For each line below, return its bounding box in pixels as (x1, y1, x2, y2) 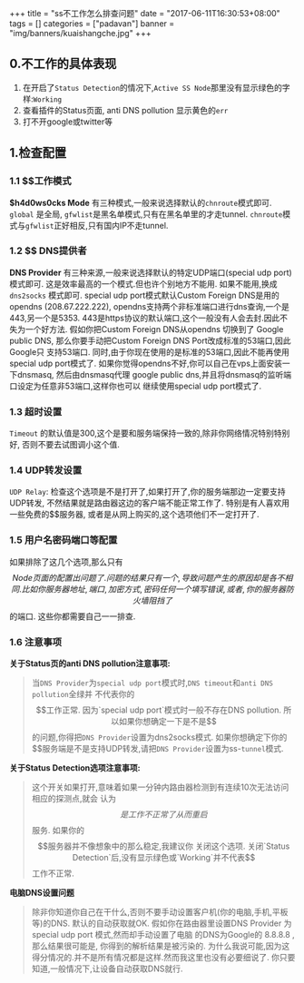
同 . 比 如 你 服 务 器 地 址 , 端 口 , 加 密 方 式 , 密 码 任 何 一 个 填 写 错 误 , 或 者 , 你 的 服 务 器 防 (11, 584, 294, 595)
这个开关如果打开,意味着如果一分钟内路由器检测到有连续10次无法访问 (31, 781, 289, 792)
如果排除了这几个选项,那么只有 (9, 556, 124, 567)
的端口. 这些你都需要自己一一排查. (9, 611, 136, 622)
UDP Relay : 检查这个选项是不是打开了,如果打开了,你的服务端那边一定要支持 (9, 487, 286, 497)
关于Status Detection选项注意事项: (9, 762, 141, 773)
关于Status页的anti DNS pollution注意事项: (9, 657, 171, 669)
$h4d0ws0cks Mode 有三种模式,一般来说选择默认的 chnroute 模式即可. (9, 197, 272, 208)
